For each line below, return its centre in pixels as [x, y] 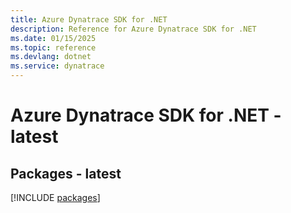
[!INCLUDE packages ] [55, 197]
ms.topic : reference [53, 47]
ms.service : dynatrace [57, 66]
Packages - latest [66, 173]
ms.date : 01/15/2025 [53, 38]
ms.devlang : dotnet [51, 57]
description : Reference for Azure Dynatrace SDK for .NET [133, 29]
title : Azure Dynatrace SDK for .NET [89, 19]
